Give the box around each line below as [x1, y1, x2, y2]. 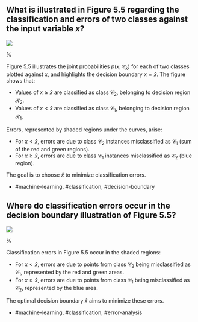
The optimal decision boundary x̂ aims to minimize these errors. [6, 297, 164, 305]
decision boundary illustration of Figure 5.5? [6, 210, 176, 220]
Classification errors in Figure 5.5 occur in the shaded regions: [6, 249, 161, 256]
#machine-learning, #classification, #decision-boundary [14, 183, 155, 191]
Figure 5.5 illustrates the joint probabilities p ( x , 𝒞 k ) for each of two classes [6, 63, 190, 71]
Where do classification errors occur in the [6, 200, 170, 210]
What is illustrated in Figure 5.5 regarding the [6, 5, 179, 15]
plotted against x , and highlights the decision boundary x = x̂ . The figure [6, 71, 185, 78]
